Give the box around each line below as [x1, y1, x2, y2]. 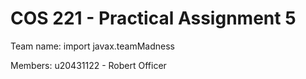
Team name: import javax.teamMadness [10, 40, 176, 52]
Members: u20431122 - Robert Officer [10, 59, 167, 71]
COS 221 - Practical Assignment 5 [10, 7, 297, 30]
